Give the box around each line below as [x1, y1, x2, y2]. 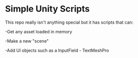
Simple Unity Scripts [5, 3, 90, 14]
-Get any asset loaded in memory [5, 29, 72, 34]
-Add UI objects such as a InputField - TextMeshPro [5, 47, 109, 53]
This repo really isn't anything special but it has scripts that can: [5, 19, 134, 25]
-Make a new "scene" [5, 38, 49, 44]
